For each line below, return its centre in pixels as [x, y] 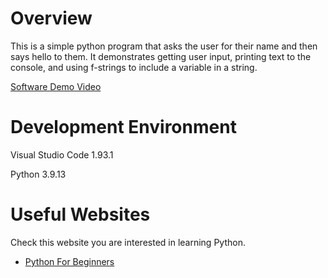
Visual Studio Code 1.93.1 [62, 154]
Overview [51, 18]
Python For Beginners [69, 261]
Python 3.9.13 [38, 174]
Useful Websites [80, 214]
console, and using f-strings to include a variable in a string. [134, 67]
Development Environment [123, 127]
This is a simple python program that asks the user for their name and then [164, 46]
